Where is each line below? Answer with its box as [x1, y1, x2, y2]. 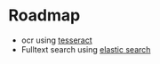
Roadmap [8, 5, 81, 26]
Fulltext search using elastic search [20, 44, 151, 54]
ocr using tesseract [20, 35, 92, 45]
